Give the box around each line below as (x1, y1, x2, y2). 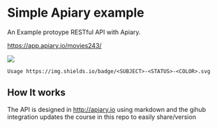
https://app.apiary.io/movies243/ (7, 41, 103, 49)
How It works (7, 87, 66, 99)
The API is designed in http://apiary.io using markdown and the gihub (7, 105, 207, 113)
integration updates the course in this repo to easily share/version (7, 113, 197, 121)
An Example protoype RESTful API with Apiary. (7, 28, 141, 36)
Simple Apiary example (7, 5, 144, 21)
